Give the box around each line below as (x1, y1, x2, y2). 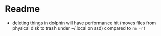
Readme (5, 3, 40, 15)
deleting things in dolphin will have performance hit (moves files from (12, 20, 156, 26)
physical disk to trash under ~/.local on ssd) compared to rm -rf (12, 25, 146, 31)
